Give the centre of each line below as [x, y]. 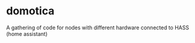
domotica [31, 11]
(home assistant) [27, 33]
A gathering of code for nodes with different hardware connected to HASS [98, 27]
